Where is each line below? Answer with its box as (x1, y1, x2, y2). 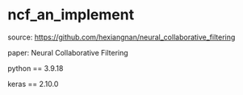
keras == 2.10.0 (7, 79, 59, 89)
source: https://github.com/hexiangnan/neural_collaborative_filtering (7, 32, 236, 42)
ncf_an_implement (7, 6, 135, 24)
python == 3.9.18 (7, 63, 64, 73)
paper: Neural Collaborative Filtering (7, 47, 128, 57)
